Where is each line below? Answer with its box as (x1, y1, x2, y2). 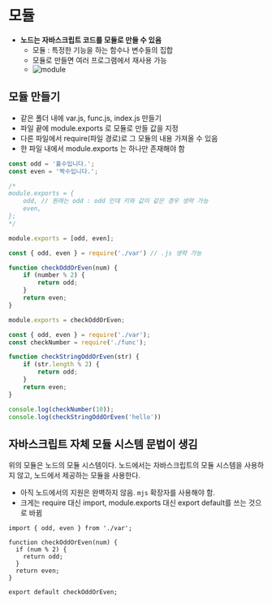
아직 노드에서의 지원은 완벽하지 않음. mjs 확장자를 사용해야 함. (19, 488, 215, 498)
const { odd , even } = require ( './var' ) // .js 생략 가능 (8, 248, 202, 257)
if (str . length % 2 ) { (23, 360, 100, 369)
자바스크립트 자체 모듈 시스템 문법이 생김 (8, 437, 198, 451)
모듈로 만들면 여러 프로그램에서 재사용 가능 (32, 55, 168, 65)
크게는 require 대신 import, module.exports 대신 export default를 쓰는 (19, 498, 247, 507)
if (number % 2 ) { (23, 271, 85, 279)
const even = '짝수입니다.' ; (8, 167, 99, 175)
